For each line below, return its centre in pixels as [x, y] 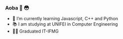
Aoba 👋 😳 [17, 8]
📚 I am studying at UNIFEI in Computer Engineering [65, 24]
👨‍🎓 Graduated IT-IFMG [35, 31]
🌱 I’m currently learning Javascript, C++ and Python [65, 19]
